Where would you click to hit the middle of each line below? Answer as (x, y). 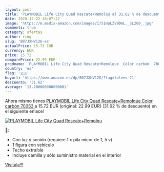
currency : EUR (20, 50)
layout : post (18, 10)
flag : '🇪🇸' (17, 73)
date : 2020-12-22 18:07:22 (32, 19)
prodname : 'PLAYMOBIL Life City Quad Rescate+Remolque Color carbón (77, 64)
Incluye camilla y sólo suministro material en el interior (67, 155)
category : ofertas (24, 32)
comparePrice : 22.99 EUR (30, 60)
